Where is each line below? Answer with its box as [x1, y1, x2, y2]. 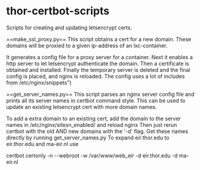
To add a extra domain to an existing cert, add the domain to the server [6, 115, 181, 122]
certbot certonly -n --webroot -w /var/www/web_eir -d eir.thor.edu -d [6, 151, 178, 159]
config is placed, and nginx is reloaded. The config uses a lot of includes [6, 72, 185, 80]
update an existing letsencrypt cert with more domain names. [6, 103, 157, 110]
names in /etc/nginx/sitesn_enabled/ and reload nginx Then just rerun [6, 121, 177, 128]
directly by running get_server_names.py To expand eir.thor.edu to [6, 133, 170, 141]
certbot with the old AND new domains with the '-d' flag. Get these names [6, 127, 189, 135]
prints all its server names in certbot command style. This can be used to [6, 97, 186, 104]
